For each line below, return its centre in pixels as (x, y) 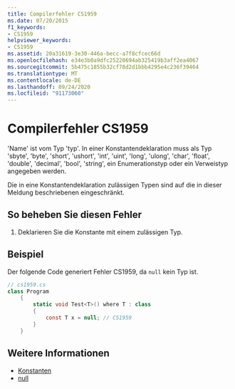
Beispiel (26, 255)
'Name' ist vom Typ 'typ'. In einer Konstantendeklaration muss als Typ (110, 149)
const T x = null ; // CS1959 (89, 318)
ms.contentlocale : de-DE (44, 80)
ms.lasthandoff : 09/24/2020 (49, 87)
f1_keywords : (27, 27)
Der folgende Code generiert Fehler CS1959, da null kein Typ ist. (103, 271)
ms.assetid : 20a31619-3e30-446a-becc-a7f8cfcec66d (84, 54)
